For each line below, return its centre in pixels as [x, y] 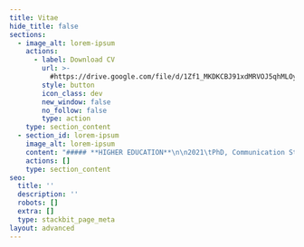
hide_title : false [44, 26]
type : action [66, 119]
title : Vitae [34, 18]
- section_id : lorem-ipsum [68, 136]
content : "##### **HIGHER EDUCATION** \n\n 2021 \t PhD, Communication [155, 152]
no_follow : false [74, 110]
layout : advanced [42, 228]
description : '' [48, 195]
